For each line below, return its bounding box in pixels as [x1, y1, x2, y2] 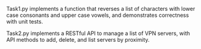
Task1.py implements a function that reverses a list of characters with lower [6, 5, 196, 12]
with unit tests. [6, 18, 43, 25]
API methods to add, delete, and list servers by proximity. [6, 36, 150, 43]
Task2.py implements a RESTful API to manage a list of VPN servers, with [6, 30, 191, 37]
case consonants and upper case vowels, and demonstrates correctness [6, 11, 189, 19]
